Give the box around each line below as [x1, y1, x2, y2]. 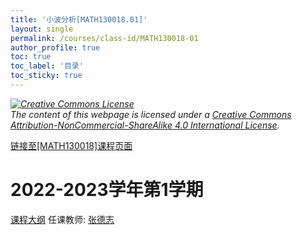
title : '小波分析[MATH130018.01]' [10, 14, 148, 25]
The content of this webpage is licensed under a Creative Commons [10, 108, 292, 120]
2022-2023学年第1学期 [10, 179, 204, 201]
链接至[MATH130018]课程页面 [10, 139, 133, 151]
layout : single [10, 24, 74, 34]
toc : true [10, 52, 52, 62]
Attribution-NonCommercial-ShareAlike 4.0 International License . [10, 119, 280, 131]
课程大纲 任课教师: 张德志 [10, 213, 115, 225]
